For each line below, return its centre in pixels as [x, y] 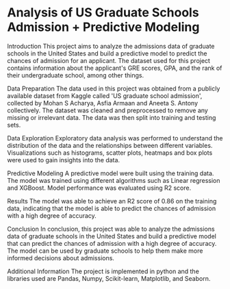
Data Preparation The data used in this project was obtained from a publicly [114, 88]
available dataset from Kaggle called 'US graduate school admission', [105, 96]
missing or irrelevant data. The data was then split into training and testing [112, 117]
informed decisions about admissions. [61, 257]
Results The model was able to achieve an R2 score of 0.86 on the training [112, 201]
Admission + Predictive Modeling [103, 27]
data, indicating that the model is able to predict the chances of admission [112, 208]
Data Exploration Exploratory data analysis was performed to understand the [115, 138]
